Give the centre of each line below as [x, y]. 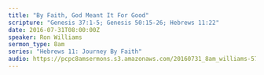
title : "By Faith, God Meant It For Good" [79, 15]
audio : [19, 59]
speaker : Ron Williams [45, 37]
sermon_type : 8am [37, 45]
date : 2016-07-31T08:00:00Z [54, 30]
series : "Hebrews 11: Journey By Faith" [75, 52]
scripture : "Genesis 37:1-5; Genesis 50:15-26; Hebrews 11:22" [114, 23]
